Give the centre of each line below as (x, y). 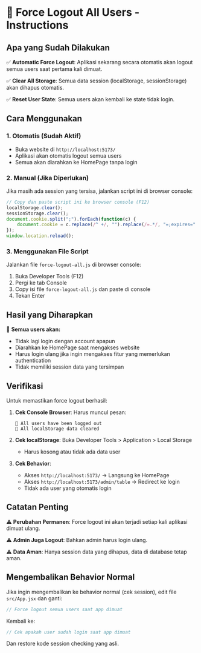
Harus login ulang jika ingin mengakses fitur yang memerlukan (92, 354)
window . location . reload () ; (40, 236)
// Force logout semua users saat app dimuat (64, 609)
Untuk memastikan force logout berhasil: (57, 401)
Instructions (37, 25)
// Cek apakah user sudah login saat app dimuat (69, 632)
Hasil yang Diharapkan (50, 315)
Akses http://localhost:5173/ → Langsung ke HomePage (97, 475)
